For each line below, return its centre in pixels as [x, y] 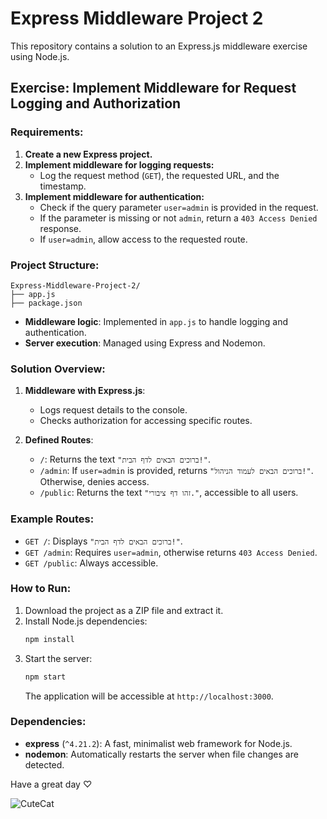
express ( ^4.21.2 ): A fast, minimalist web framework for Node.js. [158, 743]
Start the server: [58, 658]
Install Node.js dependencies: [86, 621]
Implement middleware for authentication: [114, 196]
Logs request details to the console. [113, 410]
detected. [44, 764]
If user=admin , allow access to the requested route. [143, 239]
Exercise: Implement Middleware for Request [153, 88]
